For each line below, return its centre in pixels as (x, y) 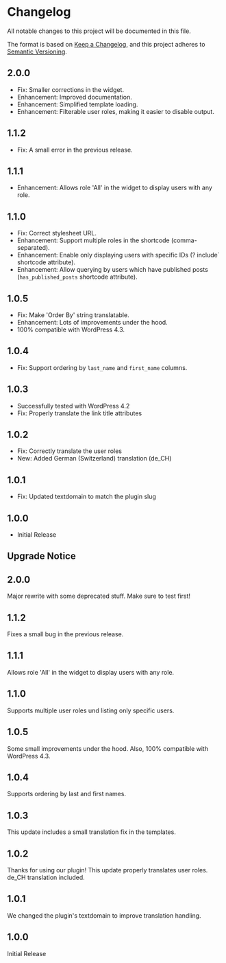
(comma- (184, 240)
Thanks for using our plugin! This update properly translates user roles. (108, 870)
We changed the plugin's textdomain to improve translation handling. (104, 915)
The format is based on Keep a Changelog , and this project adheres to (106, 44)
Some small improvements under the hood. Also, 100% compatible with (108, 748)
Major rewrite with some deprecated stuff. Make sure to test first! (99, 596)
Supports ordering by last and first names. (67, 794)
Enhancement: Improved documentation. (74, 97)
